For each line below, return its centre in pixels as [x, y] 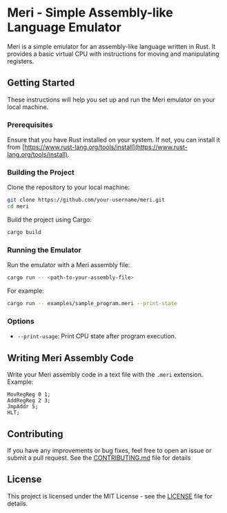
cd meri [18, 206]
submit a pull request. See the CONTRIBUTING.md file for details [99, 458]
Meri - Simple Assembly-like [90, 13]
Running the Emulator [44, 250]
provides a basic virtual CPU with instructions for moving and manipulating [113, 54]
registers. [21, 61]
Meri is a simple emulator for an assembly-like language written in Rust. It [111, 46]
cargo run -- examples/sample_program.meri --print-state [92, 304]
